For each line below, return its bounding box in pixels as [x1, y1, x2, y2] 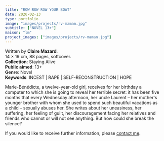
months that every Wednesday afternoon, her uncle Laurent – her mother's [5, 94, 157, 100]
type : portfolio [5, 16, 39, 21]
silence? [5, 120, 22, 126]
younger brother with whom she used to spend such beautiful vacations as [5, 100, 158, 106]
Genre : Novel [5, 69, 33, 75]
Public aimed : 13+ [5, 64, 42, 70]
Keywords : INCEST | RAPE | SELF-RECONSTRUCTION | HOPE [5, 74, 132, 80]
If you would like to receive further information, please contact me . [5, 130, 141, 136]
